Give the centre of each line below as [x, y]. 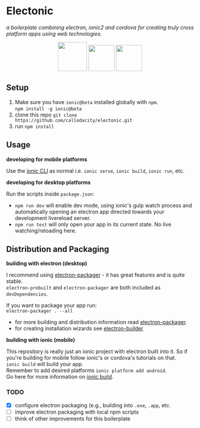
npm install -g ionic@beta [48, 109]
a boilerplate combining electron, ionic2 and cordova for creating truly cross [100, 27]
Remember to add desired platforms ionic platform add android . [87, 370]
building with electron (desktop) [47, 263]
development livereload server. [53, 218]
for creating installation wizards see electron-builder [79, 329]
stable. [15, 281]
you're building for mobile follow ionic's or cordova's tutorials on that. [91, 358]
